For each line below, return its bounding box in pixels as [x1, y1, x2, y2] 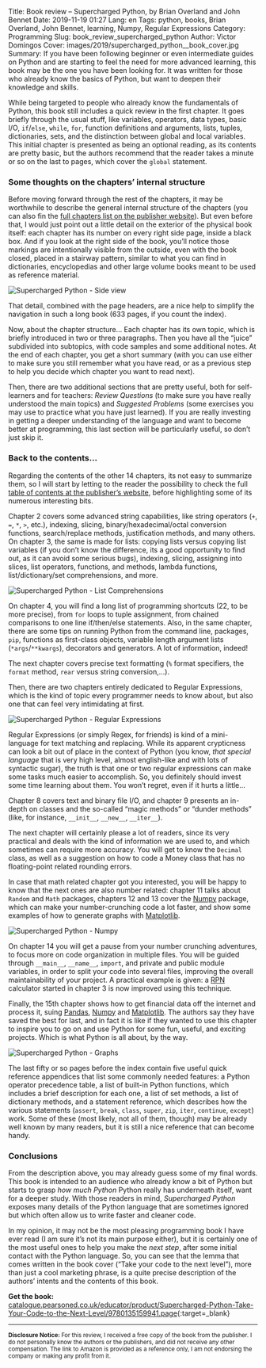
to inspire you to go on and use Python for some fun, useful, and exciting [8, 1024, 246, 1034]
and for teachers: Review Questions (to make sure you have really [36, 391, 252, 400]
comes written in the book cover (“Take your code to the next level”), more [8, 1259, 252, 1269]
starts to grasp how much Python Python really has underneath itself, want [8, 1185, 252, 1194]
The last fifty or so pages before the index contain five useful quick [8, 1063, 227, 1072]
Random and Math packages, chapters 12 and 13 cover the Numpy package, [8, 893, 249, 903]
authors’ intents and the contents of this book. [8, 1276, 159, 1286]
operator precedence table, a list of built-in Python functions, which [8, 1079, 230, 1089]
